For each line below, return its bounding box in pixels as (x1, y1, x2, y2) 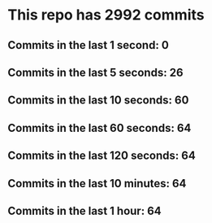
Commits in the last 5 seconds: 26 (7, 65, 184, 79)
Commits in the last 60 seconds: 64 (7, 120, 192, 135)
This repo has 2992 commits (7, 6, 205, 24)
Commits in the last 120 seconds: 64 (7, 149, 196, 163)
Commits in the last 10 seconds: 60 (7, 94, 189, 107)
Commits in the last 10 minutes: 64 (7, 177, 187, 190)
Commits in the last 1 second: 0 (7, 38, 170, 52)
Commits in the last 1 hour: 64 (7, 203, 162, 217)
